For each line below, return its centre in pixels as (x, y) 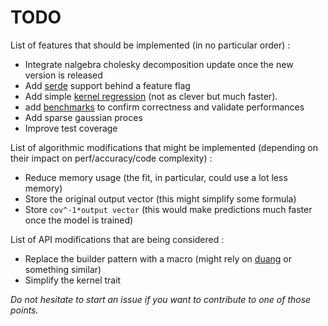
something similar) (63, 269)
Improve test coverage (71, 128)
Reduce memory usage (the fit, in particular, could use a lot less (156, 177)
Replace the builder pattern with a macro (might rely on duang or (158, 258)
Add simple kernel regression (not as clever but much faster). (151, 96)
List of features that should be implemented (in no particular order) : (150, 45)
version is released (63, 75)
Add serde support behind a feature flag (107, 85)
